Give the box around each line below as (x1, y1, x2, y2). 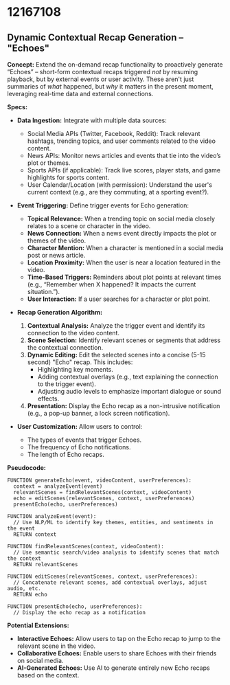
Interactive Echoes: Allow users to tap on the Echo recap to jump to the (16, 635, 221, 642)
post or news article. (27, 251, 86, 259)
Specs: (7, 103, 28, 111)
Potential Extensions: (7, 621, 70, 629)
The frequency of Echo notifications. (27, 443, 132, 451)
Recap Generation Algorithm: (16, 308, 103, 316)
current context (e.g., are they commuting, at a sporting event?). (27, 188, 209, 196)
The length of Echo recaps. (27, 451, 104, 458)
